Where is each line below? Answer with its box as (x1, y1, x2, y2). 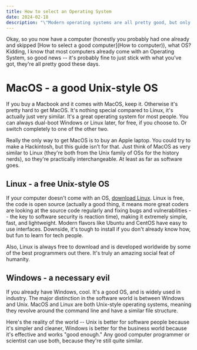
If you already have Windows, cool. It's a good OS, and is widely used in (6, 288, 181, 295)
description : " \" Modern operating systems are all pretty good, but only (6, 19, 191, 25)
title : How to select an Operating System (6, 8, 112, 15)
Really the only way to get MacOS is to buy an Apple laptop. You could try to (6, 137, 191, 144)
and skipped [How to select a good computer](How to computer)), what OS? (6, 42, 191, 49)
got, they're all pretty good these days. (6, 60, 100, 68)
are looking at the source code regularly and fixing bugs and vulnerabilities (6, 207, 188, 214)
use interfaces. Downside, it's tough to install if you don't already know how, (6, 226, 191, 233)
